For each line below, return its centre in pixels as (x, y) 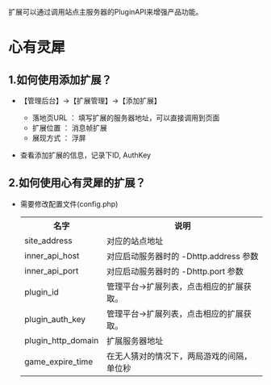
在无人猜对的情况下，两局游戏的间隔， (179, 356)
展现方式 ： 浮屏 (59, 138)
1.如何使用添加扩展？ (60, 80)
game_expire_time (58, 362)
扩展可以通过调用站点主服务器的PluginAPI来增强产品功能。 (106, 12)
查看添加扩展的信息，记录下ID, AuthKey (85, 155)
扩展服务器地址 (135, 341)
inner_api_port (51, 270)
